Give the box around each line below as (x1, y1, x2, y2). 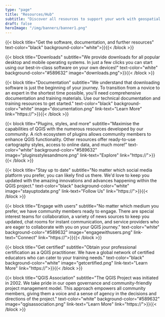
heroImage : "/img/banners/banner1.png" (5, 26, 88, 31)
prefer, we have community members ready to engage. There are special (5, 209, 154, 214)
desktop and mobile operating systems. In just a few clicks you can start (5, 59, 153, 65)
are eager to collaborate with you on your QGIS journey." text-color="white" (5, 224, 160, 230)
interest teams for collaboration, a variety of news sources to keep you (5, 213, 150, 219)
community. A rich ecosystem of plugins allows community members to (5, 131, 151, 137)
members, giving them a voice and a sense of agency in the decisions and (5, 291, 157, 297)
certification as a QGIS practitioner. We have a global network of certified (5, 250, 155, 256)
